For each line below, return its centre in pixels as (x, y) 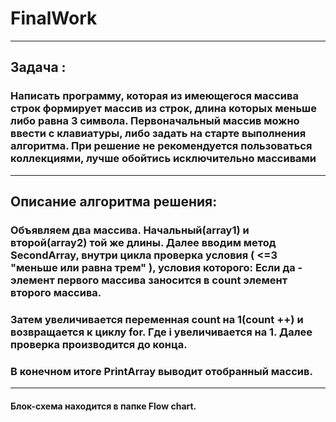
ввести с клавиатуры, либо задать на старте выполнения (158, 134)
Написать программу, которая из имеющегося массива (154, 96)
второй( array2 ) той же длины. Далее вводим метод (143, 242)
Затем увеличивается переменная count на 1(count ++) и (157, 319)
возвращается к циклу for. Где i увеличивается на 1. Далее (161, 332)
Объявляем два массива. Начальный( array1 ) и (130, 230)
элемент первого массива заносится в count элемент (149, 280)
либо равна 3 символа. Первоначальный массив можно (155, 121)
